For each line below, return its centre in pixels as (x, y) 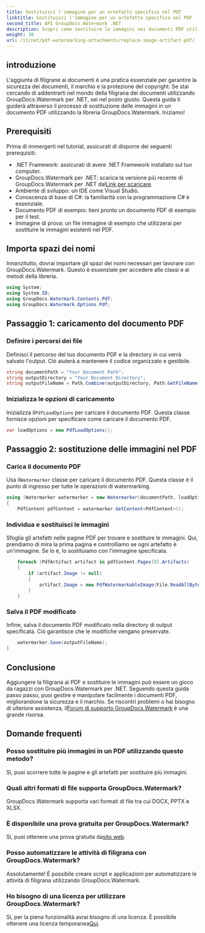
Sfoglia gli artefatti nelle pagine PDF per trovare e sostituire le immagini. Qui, (102, 538)
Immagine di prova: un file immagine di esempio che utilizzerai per (98, 223)
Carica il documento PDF (44, 466)
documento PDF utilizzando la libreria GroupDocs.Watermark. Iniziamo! (95, 112)
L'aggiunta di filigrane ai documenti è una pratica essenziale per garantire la (102, 79)
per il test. (28, 216)
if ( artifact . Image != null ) (65, 573)
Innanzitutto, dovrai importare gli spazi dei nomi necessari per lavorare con (101, 263)
